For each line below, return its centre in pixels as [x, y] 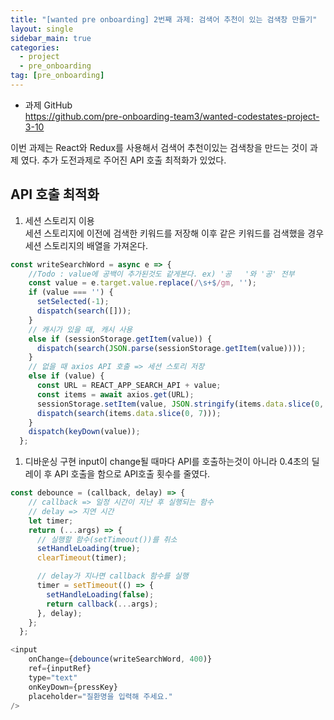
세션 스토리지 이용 [59, 220]
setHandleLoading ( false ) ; [100, 594]
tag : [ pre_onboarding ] [57, 76]
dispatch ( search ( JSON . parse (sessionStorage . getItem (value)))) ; [171, 348]
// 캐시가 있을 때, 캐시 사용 [80, 329]
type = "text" [53, 677]
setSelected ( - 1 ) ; [73, 302]
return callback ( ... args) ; [102, 604]
